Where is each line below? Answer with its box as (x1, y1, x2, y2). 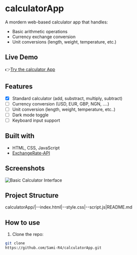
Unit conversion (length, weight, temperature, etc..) (12, 106, 116, 112)
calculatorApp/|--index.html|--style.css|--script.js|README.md (5, 204, 133, 210)
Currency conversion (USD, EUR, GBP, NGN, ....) (12, 101, 110, 106)
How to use (5, 218, 40, 227)
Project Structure (5, 191, 59, 199)
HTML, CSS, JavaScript (12, 145, 60, 150)
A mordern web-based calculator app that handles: (5, 19, 108, 25)
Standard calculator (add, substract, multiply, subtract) (12, 95, 123, 101)
